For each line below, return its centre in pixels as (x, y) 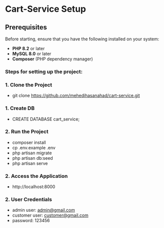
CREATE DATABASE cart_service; (46, 119)
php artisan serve (30, 163)
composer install (29, 142)
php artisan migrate (32, 153)
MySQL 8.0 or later (32, 54)
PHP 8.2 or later (28, 48)
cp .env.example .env (34, 147)
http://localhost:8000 (34, 187)
